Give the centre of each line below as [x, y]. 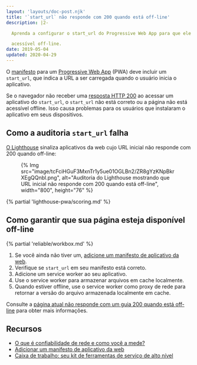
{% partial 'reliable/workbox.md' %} [50, 243]
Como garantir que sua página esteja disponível [96, 220]
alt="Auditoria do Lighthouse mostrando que [116, 177]
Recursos [24, 329]
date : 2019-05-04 [27, 50]
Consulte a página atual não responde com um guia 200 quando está [90, 304]
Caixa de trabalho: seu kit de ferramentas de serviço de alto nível [94, 356]
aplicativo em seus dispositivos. [45, 114]
